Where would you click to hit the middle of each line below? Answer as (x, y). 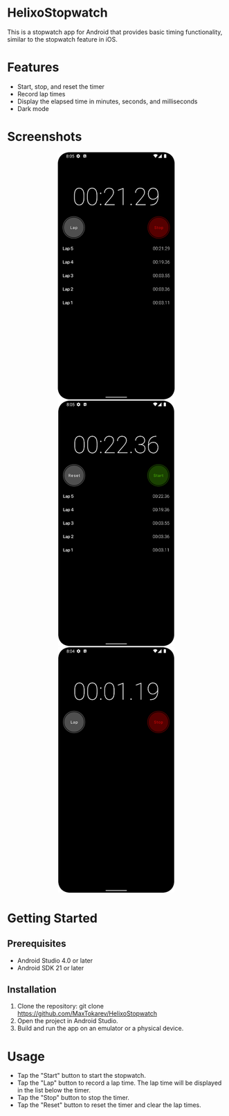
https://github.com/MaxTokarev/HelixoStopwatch (87, 1013)
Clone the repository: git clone (60, 1006)
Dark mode (33, 108)
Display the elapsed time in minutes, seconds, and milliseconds (108, 101)
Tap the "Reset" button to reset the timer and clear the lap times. (109, 1105)
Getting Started (53, 918)
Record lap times (41, 94)
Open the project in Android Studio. (68, 1021)
